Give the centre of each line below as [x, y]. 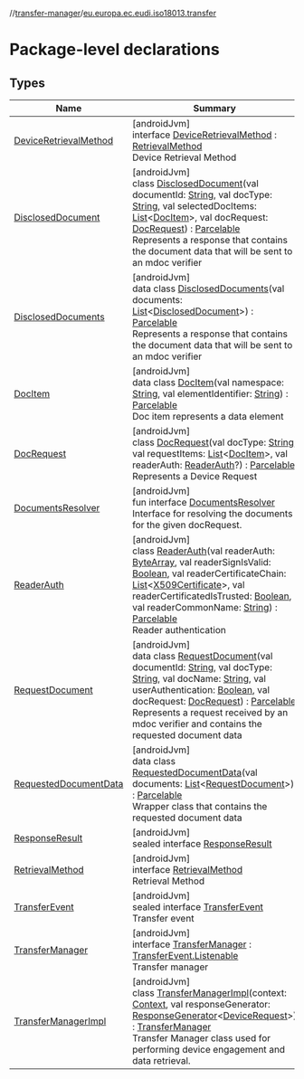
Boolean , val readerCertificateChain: [209, 573]
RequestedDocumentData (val [195, 772]
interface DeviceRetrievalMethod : [205, 135]
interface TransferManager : [192, 944]
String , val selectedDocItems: [195, 206]
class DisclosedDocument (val [196, 183]
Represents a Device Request [195, 476]
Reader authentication [179, 630]
